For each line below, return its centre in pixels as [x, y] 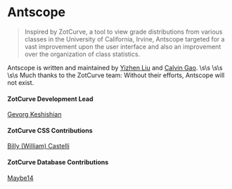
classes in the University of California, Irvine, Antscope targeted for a [124, 39]
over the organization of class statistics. [82, 54]
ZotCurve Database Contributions [58, 162]
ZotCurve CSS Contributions [50, 130]
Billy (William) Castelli [39, 146]
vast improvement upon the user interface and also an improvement [123, 46]
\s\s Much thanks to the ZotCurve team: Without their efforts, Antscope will [116, 75]
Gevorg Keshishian [34, 115]
